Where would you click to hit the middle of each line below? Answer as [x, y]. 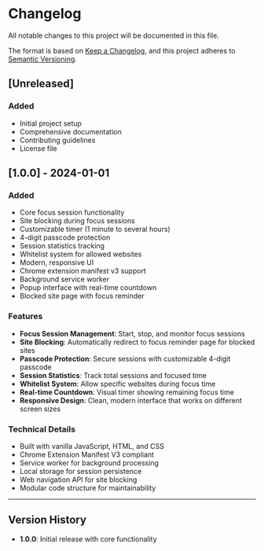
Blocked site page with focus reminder [82, 296]
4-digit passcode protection [65, 237]
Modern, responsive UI [57, 263]
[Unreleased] [41, 84]
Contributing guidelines [57, 140]
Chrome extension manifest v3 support [83, 271]
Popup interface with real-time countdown [88, 288]
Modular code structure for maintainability [88, 487]
